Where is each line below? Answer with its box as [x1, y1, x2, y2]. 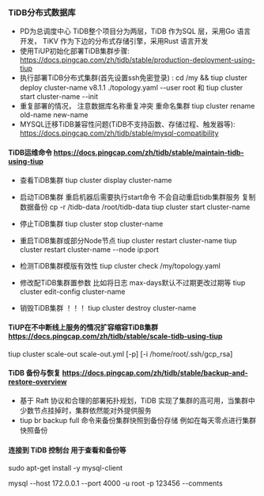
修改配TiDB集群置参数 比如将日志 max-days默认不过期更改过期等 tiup [19, 277, 246, 287]
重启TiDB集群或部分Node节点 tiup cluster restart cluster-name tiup [19, 235, 237, 245]
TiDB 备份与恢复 [8, 368, 61, 378]
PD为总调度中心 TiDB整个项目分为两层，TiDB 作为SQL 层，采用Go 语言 [19, 26, 251, 36]
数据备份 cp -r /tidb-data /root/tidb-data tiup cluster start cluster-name [19, 202, 251, 212]
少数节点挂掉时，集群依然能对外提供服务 [19, 406, 152, 415]
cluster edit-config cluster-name [19, 287, 126, 296]
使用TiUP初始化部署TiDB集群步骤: [19, 46, 130, 56]
